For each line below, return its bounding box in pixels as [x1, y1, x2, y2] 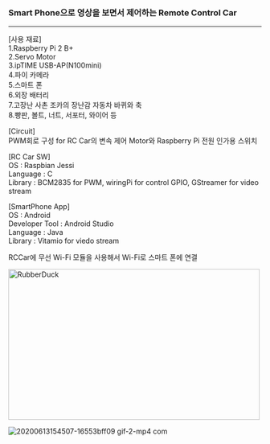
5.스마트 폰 [8, 80, 43, 90]
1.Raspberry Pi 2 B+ [8, 43, 74, 53]
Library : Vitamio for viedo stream [8, 236, 119, 246]
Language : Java [8, 228, 63, 237]
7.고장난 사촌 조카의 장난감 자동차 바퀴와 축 [8, 101, 142, 110]
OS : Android [8, 211, 51, 220]
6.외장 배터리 [8, 90, 50, 100]
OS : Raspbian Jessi [8, 161, 75, 171]
